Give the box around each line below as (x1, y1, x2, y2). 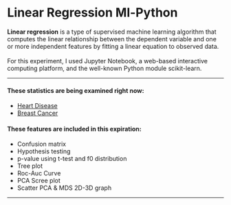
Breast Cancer (16, 109, 58, 118)
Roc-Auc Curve (16, 169, 61, 177)
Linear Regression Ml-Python (7, 5, 178, 21)
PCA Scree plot (16, 177, 60, 185)
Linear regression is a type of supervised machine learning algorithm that (7, 28, 217, 36)
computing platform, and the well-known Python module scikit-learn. (7, 64, 202, 72)
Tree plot (16, 162, 43, 170)
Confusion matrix (16, 140, 67, 149)
